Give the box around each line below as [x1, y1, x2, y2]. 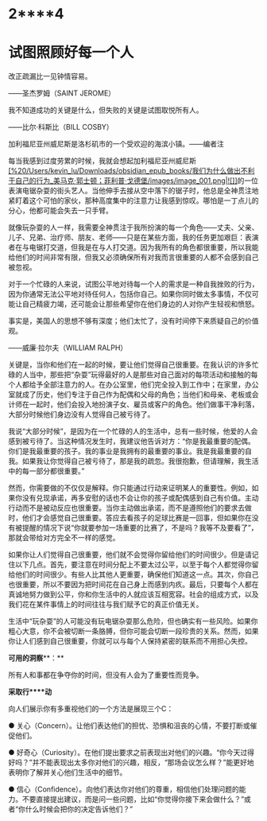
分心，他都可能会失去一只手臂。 [8, 206, 113, 216]
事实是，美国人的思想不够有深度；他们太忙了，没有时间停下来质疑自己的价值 [8, 316, 259, 326]
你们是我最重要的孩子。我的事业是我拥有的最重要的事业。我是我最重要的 [8, 446, 245, 456]
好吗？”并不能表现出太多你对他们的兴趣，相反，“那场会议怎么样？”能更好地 [8, 757, 254, 768]
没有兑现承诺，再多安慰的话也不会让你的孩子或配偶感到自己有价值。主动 [21, 493, 259, 503]
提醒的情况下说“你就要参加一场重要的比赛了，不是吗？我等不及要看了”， [21, 523, 258, 533]
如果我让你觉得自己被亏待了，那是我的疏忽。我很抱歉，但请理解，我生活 [21, 457, 259, 466]
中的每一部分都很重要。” [8, 466, 85, 476]
